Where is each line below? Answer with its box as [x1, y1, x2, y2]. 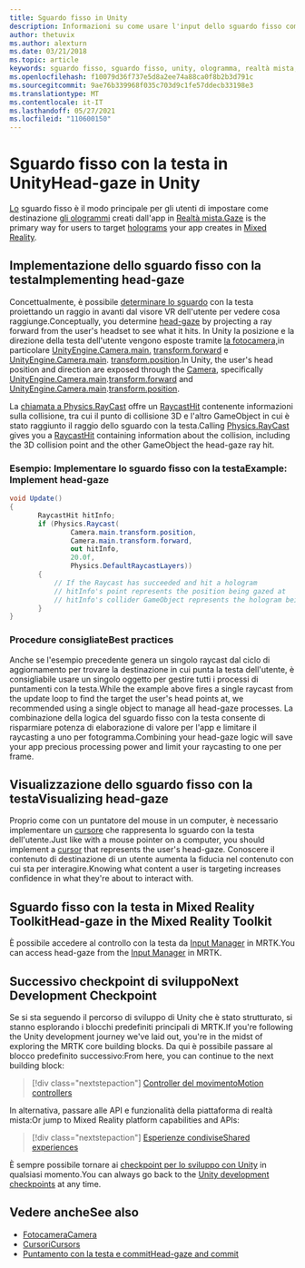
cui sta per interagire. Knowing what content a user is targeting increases [9, 863, 281, 874]
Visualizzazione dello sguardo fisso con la [9, 777, 253, 792]
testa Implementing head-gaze [9, 272, 185, 288]
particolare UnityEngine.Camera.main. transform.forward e [9, 344, 229, 355]
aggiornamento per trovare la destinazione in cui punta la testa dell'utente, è [9, 663, 295, 674]
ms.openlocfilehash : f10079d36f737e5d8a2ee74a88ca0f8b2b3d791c [9, 73, 254, 82]
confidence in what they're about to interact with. [9, 873, 194, 884]
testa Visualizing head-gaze [9, 791, 170, 806]
